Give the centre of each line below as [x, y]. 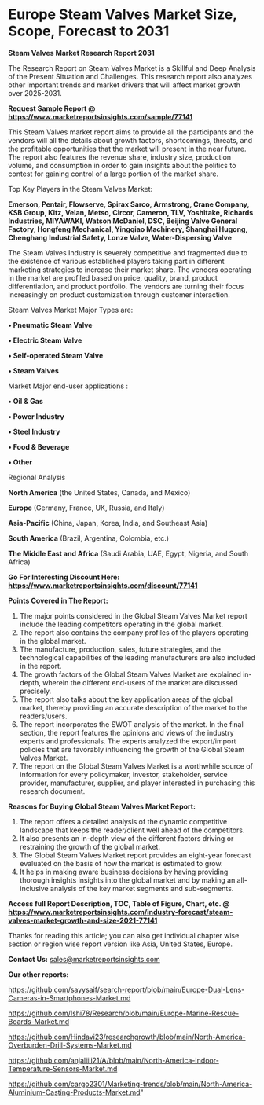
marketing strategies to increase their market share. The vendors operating [130, 270]
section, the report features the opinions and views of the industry [126, 732]
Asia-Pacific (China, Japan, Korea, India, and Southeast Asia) [108, 523]
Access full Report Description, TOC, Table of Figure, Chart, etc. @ [119, 903]
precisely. [35, 691]
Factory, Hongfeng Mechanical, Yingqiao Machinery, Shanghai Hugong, [128, 229]
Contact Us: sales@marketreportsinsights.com [84, 959]
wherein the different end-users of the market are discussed [140, 682]
